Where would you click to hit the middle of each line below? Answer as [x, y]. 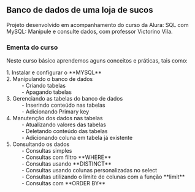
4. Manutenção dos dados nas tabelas [55, 118]
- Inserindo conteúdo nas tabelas [63, 105]
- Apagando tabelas [47, 92]
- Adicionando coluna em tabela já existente [77, 138]
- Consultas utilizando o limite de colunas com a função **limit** [103, 177]
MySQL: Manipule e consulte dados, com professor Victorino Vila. [90, 31]
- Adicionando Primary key [55, 112]
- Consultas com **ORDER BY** [64, 183]
